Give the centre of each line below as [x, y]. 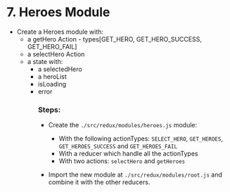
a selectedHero [60, 69]
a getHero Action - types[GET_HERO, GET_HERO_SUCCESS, [114, 39]
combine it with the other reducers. [99, 182]
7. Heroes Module [58, 12]
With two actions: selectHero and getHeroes [122, 161]
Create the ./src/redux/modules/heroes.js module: [123, 125]
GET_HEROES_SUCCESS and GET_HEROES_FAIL [118, 146]
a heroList [52, 76]
